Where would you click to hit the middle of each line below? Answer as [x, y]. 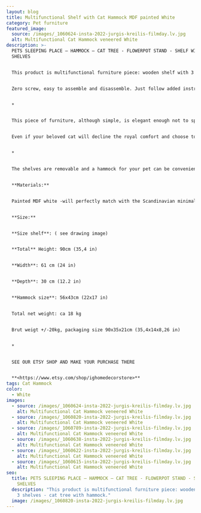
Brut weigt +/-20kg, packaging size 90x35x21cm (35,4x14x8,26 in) [96, 330]
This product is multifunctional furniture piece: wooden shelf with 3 [103, 73]
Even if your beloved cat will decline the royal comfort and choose [100, 137]
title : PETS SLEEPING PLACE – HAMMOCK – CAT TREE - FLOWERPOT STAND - [101, 478]
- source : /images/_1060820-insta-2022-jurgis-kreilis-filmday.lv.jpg [101, 417]
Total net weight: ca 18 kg [47, 313]
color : [14, 389]
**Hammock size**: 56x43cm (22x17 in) [60, 298]
